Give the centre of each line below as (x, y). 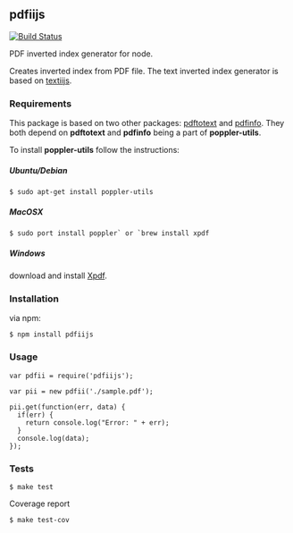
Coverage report (40, 503)
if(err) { (35, 415)
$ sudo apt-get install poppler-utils (81, 192)
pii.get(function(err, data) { (67, 407)
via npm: (25, 318)
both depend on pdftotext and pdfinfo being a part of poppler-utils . (135, 132)
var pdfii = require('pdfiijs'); (71, 376)
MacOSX (26, 212)
